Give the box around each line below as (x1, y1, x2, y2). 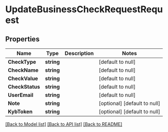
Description (64, 50, 94, 57)
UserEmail (8, 92, 34, 98)
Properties (5, 35, 40, 43)
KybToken (8, 108, 33, 115)
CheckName (8, 67, 39, 73)
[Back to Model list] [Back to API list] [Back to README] (5, 121, 123, 127)
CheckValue (8, 75, 38, 82)
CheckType (8, 59, 37, 65)
